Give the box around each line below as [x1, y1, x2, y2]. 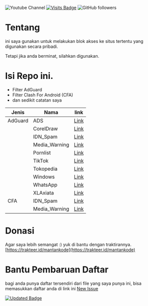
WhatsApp [33, 181, 58, 188]
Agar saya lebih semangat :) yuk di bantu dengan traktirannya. [5, 241, 132, 247]
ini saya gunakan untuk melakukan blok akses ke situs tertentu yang [5, 38, 144, 44]
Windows [33, 173, 55, 180]
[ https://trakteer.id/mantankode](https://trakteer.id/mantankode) [5, 247, 136, 253]
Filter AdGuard [12, 86, 42, 92]
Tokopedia [33, 165, 58, 172]
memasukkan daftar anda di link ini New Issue [5, 285, 99, 291]
